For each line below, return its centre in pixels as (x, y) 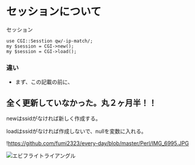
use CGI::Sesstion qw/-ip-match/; (50, 41)
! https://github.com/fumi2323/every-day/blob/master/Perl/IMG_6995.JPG (97, 143)
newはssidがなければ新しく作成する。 (54, 119)
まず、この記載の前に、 (43, 82)
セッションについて (54, 12)
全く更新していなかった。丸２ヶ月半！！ (82, 103)
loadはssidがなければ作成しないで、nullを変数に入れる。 (76, 131)
